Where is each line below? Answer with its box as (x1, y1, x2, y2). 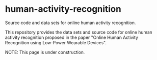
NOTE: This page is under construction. (5, 49, 85, 55)
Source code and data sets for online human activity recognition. (5, 20, 136, 26)
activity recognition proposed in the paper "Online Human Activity (5, 34, 138, 40)
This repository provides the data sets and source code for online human (5, 29, 153, 35)
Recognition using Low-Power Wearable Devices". (5, 39, 107, 45)
